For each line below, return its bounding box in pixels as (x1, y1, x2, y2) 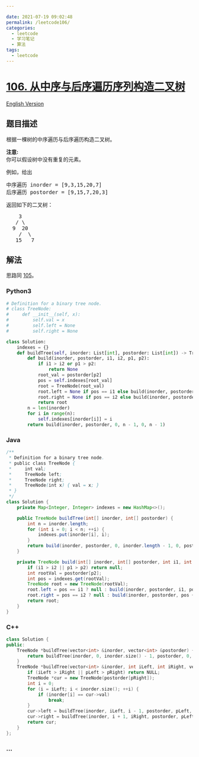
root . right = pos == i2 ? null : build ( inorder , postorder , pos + (27, 592, 195, 598)
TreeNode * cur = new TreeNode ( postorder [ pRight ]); (27, 675, 155, 681)
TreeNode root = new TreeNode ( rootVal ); (27, 581, 129, 587)
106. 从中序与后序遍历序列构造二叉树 (6, 80, 185, 93)
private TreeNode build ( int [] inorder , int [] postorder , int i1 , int (17, 559, 192, 565)
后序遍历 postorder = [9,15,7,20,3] (6, 188, 108, 195)
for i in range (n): (27, 411, 76, 417)
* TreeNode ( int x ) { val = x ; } (8, 482, 99, 488)
